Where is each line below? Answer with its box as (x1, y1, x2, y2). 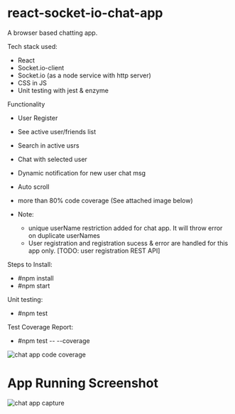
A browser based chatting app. (7, 28, 98, 37)
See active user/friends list (17, 127, 97, 136)
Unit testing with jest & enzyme (17, 86, 109, 94)
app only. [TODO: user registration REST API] (28, 246, 160, 255)
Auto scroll (17, 183, 50, 191)
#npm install (17, 273, 55, 282)
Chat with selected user (17, 155, 87, 163)
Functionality (7, 99, 45, 108)
